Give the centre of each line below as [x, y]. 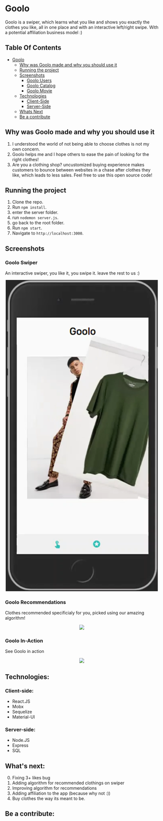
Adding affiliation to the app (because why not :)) [61, 793]
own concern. [26, 149]
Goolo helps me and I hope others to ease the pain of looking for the [81, 154]
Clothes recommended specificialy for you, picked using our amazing [75, 613]
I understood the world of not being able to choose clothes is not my [81, 144]
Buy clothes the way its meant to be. [48, 799]
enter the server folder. [35, 213]
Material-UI [23, 717]
